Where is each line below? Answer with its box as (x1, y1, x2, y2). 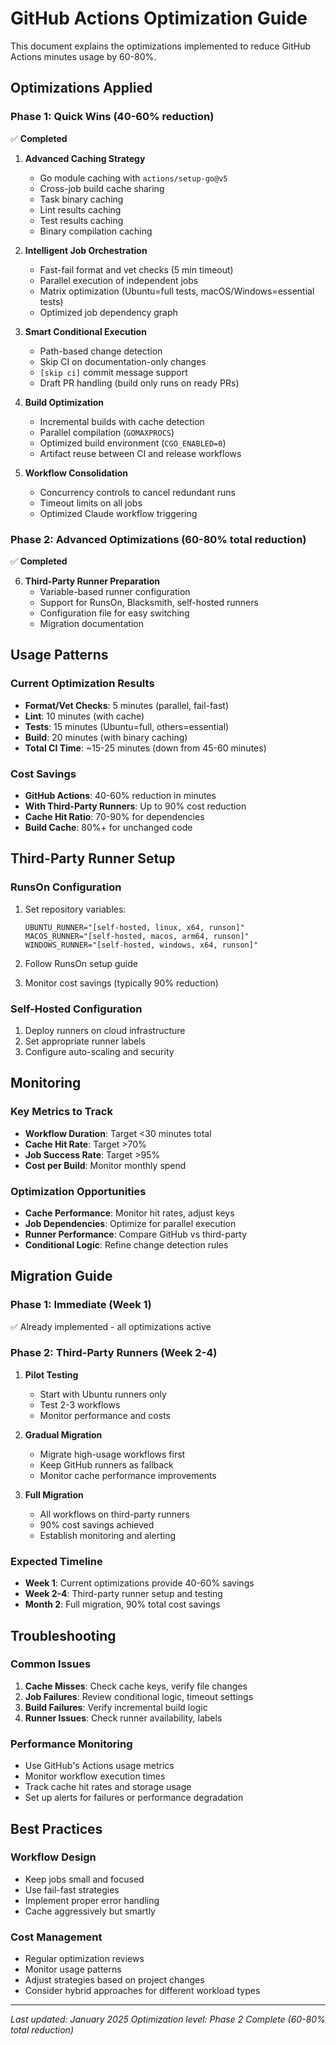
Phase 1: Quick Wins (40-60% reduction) (10, 110, 215, 124)
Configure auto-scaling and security (24, 1045, 175, 1057)
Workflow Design (10, 1850, 97, 1864)
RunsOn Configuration (10, 880, 122, 894)
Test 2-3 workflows (39, 1398, 121, 1411)
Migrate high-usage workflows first (39, 1448, 186, 1460)
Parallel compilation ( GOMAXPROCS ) (39, 426, 175, 438)
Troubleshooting (10, 1627, 117, 1644)
